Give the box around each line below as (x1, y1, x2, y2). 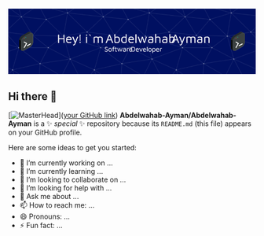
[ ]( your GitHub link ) (8, 111, 119, 120)
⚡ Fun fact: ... (19, 221, 63, 230)
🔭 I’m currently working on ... (19, 158, 113, 168)
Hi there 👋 (8, 90, 57, 103)
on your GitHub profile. (8, 127, 82, 138)
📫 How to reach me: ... (19, 201, 95, 210)
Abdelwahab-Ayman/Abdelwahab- (119, 111, 237, 120)
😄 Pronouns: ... (19, 212, 71, 221)
